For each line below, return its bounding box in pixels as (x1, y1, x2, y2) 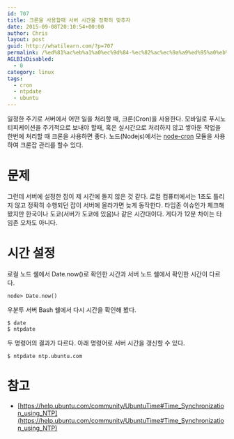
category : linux (7, 68, 54, 75)
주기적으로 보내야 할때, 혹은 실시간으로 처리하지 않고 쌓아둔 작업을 (42, 124, 221, 131)
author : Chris (7, 29, 49, 37)
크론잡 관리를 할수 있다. (19, 141, 84, 149)
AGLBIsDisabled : (7, 56, 54, 63)
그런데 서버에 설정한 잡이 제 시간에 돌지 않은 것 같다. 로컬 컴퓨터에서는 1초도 (7, 192, 212, 200)
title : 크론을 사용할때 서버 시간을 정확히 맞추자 (7, 17, 131, 24)
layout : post (7, 36, 45, 43)
